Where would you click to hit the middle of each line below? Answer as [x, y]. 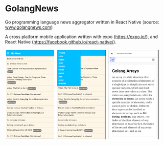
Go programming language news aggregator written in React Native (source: [82, 22]
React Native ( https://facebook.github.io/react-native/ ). [61, 41]
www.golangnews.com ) [29, 27]
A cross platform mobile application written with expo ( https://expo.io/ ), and [82, 37]
